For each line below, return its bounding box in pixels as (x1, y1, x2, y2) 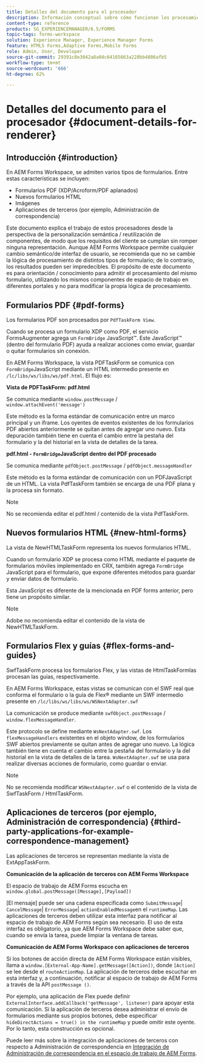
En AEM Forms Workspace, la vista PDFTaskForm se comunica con (6, 359, 175, 366)
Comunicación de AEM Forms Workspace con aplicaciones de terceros (6, 943, 189, 951)
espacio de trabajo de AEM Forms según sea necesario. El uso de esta (6, 918, 183, 926)
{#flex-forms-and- (102, 641, 175, 651)
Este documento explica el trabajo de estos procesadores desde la (6, 224, 173, 231)
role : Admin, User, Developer (6, 49, 83, 55)
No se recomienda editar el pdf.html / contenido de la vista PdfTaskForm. (6, 510, 189, 518)
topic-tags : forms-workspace (6, 32, 80, 38)
